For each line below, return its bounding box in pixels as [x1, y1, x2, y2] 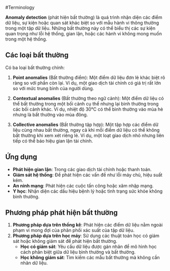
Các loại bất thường [5, 51, 69, 59]
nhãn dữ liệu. [20, 260, 48, 266]
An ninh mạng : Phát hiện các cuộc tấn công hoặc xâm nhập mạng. [12, 182, 154, 189]
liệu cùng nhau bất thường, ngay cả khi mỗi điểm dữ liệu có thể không [12, 127, 160, 133]
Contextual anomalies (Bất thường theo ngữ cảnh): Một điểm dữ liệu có [12, 95, 164, 101]
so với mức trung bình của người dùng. [12, 85, 94, 91]
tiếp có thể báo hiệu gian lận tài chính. [12, 138, 93, 144]
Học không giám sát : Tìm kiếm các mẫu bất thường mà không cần [20, 255, 160, 261]
